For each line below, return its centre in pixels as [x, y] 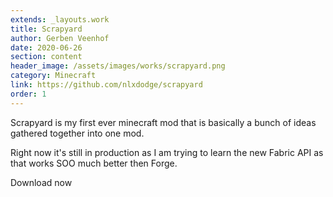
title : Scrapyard [46, 29]
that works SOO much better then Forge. [94, 163]
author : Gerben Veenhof [60, 38]
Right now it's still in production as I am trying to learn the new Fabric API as [167, 152]
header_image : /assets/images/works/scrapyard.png [118, 66]
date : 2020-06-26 [46, 47]
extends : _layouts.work [60, 19]
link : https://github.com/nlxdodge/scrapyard [106, 85]
